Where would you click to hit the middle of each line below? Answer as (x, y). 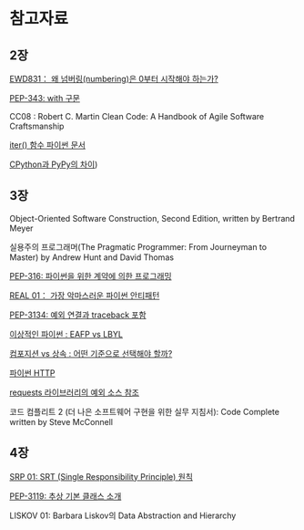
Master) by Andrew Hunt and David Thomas (92, 257)
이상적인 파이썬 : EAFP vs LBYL (66, 334)
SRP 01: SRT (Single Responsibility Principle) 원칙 (101, 476)
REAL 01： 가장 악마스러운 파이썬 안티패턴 (85, 295)
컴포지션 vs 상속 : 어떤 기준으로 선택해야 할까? (91, 353)
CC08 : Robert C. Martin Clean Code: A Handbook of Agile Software (137, 116)
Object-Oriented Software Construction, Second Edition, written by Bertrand (152, 218)
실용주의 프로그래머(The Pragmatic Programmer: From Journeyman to (138, 246)
